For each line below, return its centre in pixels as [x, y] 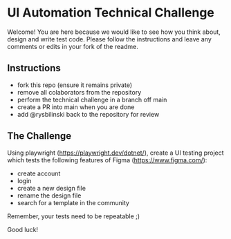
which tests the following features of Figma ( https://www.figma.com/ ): [107, 160]
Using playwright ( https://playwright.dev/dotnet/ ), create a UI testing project [115, 153]
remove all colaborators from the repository [79, 92]
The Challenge [39, 136]
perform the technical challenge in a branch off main [92, 99]
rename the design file [49, 195]
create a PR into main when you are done [76, 107]
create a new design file [52, 188]
